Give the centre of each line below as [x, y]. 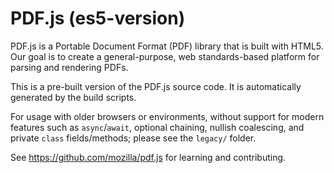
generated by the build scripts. [73, 97]
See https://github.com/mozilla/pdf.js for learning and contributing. [148, 157]
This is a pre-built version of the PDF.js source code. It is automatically [156, 86]
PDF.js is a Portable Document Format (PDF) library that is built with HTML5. [167, 46]
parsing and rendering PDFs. [69, 67]
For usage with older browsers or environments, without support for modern [167, 116]
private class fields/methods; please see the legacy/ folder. [133, 138]
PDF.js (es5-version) [98, 18]
